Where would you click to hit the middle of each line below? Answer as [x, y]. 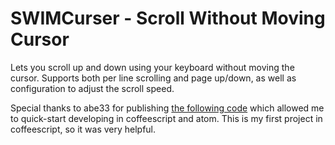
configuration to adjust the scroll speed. [92, 88]
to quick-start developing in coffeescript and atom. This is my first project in [166, 118]
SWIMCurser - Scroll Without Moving [168, 18]
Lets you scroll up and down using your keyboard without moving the [152, 67]
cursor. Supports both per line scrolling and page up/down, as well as [153, 78]
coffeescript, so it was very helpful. [83, 129]
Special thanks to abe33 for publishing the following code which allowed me [167, 108]
